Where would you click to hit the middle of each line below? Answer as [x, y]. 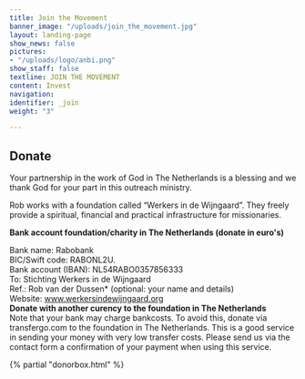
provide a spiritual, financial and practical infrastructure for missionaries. [146, 215]
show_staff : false [44, 69]
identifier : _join [44, 102]
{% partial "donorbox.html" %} [67, 364]
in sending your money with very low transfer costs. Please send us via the [150, 337]
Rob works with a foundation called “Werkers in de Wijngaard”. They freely [149, 205]
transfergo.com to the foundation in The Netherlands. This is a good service [152, 328]
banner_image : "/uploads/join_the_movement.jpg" [103, 26]
